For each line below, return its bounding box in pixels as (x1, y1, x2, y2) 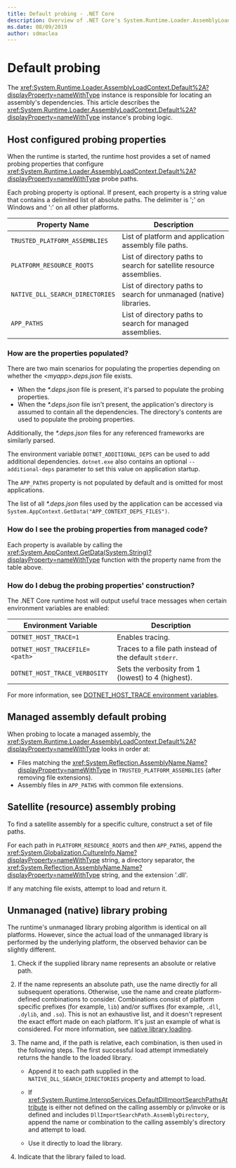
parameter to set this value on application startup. (55, 465, 200, 473)
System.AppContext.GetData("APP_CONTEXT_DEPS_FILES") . (7, 507, 170, 516)
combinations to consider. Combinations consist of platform (41, 995, 214, 1004)
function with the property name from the (101, 556, 221, 564)
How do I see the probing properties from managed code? (7, 525, 209, 534)
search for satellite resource (122, 261, 215, 270)
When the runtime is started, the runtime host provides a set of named (7, 152, 211, 160)
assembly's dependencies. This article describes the (7, 98, 160, 107)
